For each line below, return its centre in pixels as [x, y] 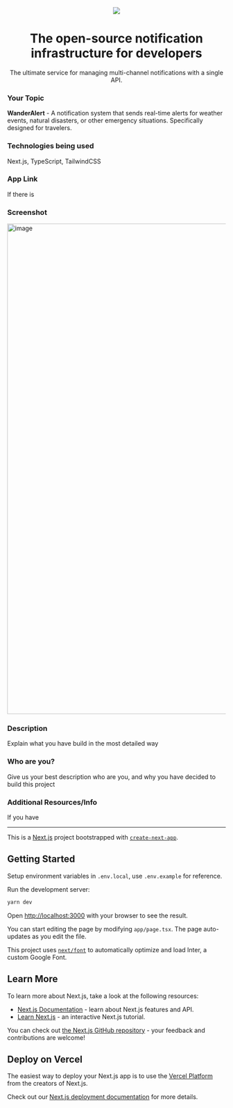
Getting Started [41, 859]
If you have [23, 817]
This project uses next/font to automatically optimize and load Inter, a [107, 949]
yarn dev [20, 902]
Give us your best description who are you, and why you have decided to [112, 777]
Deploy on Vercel [45, 1059]
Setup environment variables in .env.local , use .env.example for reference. [115, 876]
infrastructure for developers [116, 53]
